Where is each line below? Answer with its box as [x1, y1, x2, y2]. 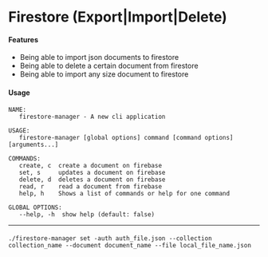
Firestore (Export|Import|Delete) [8, 8, 227, 26]
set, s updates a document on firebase [18, 168, 166, 176]
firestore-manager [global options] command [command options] [18, 133, 234, 141]
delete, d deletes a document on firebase [18, 176, 166, 184]
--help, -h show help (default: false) [18, 210, 156, 219]
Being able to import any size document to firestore [19, 69, 189, 79]
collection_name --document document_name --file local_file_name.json [8, 242, 251, 250]
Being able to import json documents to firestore [19, 53, 179, 62]
